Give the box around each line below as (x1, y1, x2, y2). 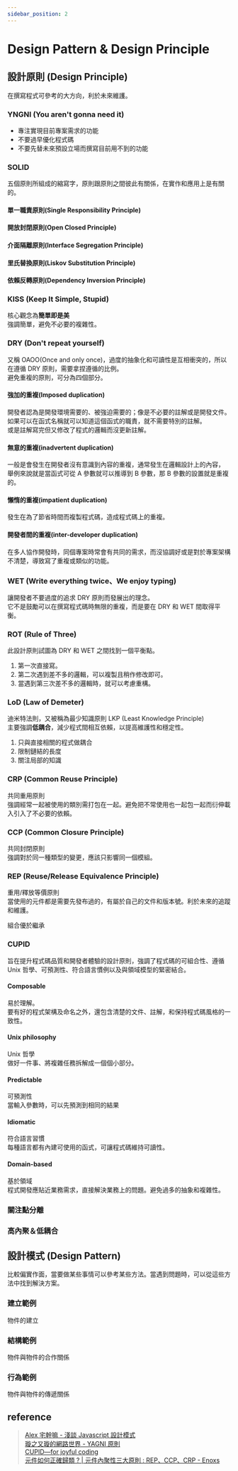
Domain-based (7, 1160, 52, 1168)
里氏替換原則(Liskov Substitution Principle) (7, 259, 136, 267)
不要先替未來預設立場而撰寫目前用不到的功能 (17, 143, 149, 153)
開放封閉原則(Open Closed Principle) (7, 223, 117, 232)
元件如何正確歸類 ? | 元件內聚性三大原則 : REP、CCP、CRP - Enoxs (24, 1456, 220, 1465)
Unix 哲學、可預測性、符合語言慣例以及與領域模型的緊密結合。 (7, 965, 190, 974)
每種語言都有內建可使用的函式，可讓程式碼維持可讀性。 (7, 1143, 169, 1151)
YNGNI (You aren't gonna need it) (7, 109, 125, 119)
